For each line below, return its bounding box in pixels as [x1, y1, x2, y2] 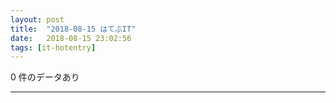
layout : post [10, 14, 65, 25]
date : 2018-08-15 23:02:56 [10, 33, 132, 43]
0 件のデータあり [10, 71, 80, 83]
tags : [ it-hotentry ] [10, 42, 97, 53]
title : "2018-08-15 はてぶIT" [10, 24, 137, 34]
